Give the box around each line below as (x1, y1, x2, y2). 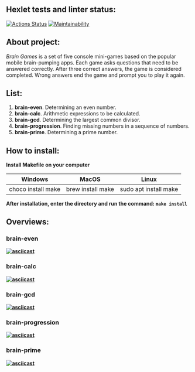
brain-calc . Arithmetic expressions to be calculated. (14, 110, 141, 117)
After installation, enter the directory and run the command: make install (6, 200, 187, 207)
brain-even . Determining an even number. (14, 104, 117, 111)
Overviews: (6, 217, 49, 227)
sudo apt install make (119, 185, 179, 193)
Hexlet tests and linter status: (6, 5, 116, 15)
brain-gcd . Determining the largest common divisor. (14, 117, 141, 124)
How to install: (6, 146, 60, 156)
